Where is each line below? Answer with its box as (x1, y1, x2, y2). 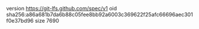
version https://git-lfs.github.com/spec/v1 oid (6, 5, 117, 12)
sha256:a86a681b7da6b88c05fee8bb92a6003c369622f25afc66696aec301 (6, 11, 194, 18)
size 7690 (35, 17, 60, 24)
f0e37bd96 (6, 17, 34, 24)
